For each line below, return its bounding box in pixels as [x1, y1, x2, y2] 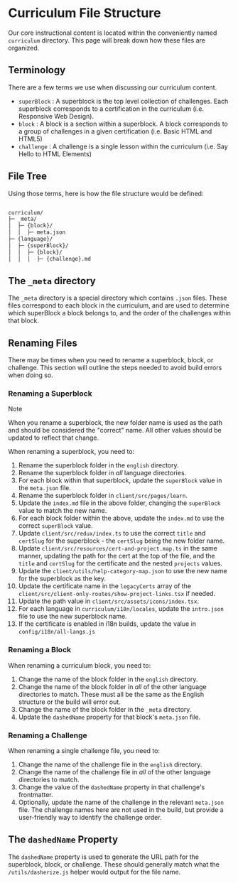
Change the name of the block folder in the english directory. [18, 675, 198, 683]
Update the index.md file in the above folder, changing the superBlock [18, 499, 221, 507]
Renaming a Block [8, 645, 72, 655]
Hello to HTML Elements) [18, 149, 92, 158]
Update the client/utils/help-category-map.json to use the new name [18, 567, 227, 575]
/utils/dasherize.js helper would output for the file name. [8, 867, 181, 876]
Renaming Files [8, 337, 77, 349]
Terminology [8, 64, 66, 76]
